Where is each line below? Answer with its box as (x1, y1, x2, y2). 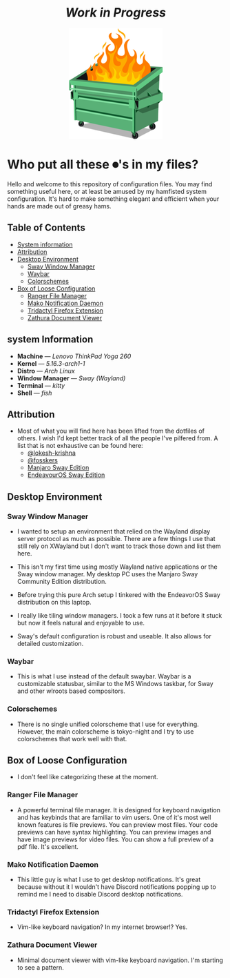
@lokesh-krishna (27, 449, 76, 457)
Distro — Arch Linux (17, 366, 75, 375)
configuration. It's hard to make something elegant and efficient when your (7, 195, 220, 203)
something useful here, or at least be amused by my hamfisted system (7, 187, 207, 195)
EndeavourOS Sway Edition (27, 471, 105, 479)
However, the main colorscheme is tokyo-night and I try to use (17, 727, 194, 736)
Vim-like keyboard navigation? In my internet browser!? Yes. (17, 923, 188, 931)
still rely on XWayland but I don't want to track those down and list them (17, 542, 222, 550)
